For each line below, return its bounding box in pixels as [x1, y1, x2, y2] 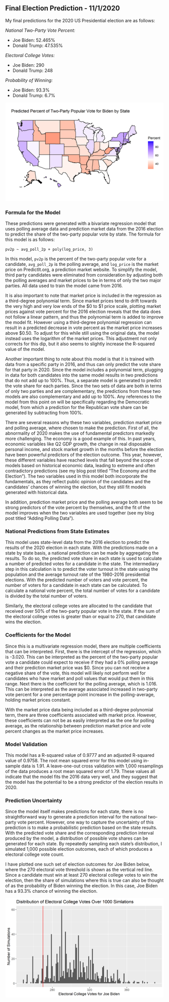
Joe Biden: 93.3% [12, 87, 50, 93]
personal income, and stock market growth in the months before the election [5, 446, 164, 452]
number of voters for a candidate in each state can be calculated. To [5, 582, 147, 588]
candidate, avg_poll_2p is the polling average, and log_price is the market [5, 261, 159, 267]
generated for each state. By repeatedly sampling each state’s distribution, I [5, 841, 162, 847]
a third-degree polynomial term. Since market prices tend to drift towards [5, 298, 157, 304]
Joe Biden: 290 [12, 62, 44, 68]
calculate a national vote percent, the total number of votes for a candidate [5, 587, 160, 594]
